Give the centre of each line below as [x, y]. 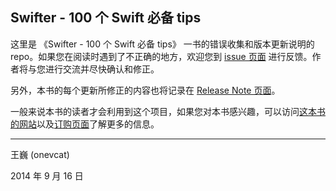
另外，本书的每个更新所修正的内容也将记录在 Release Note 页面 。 [145, 90]
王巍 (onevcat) [40, 154]
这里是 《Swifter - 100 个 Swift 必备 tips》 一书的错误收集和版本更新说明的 [162, 44]
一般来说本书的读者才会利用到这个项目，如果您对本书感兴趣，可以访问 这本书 [168, 111]
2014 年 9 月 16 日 [47, 175]
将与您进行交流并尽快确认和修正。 [89, 69]
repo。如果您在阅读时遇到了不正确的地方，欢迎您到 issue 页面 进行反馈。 [161, 56]
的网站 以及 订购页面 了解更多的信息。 [85, 124]
